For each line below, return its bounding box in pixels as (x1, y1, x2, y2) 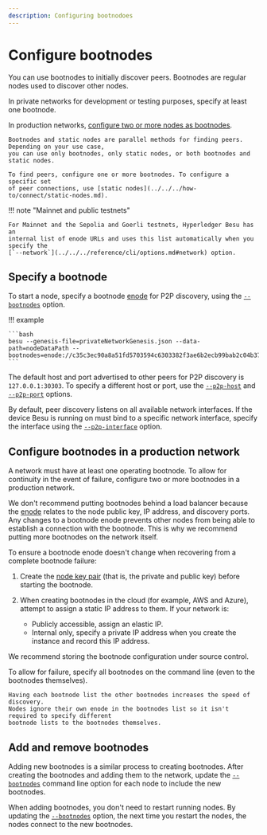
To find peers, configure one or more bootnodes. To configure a (8, 171, 229, 178)
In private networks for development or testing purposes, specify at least (8, 96, 248, 106)
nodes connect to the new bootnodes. (8, 820, 133, 829)
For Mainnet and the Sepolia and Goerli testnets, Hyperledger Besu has (8, 221, 254, 229)
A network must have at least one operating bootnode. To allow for (8, 466, 227, 476)
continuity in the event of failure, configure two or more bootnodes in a (8, 475, 240, 484)
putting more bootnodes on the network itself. (8, 532, 159, 542)
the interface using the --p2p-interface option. (8, 421, 163, 431)
